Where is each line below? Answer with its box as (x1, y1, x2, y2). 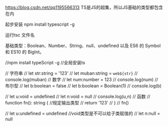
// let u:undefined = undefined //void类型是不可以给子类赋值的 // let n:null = (5, 110, 160, 116)
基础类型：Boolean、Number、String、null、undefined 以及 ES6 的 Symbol (5, 43, 161, 49)
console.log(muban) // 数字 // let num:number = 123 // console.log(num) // (5, 77, 158, 82)
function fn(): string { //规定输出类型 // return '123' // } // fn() (5, 100, 129, 105)
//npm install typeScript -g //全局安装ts (5, 60, 85, 65)
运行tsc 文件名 (5, 32, 35, 38)
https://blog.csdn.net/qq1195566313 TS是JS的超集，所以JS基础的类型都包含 (5, 5, 163, 10)
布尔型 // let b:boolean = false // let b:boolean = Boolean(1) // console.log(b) (5, 83, 162, 89)
